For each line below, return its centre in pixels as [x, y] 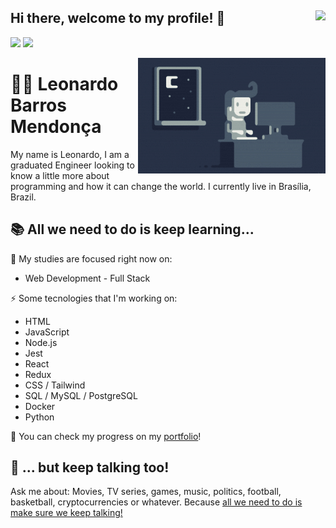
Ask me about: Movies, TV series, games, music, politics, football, [146, 492]
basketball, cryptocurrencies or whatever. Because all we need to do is [156, 502]
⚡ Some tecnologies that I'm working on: [94, 298]
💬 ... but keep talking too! [90, 467]
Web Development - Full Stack [87, 278]
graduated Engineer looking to [72, 165]
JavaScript [47, 332]
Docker [40, 406]
